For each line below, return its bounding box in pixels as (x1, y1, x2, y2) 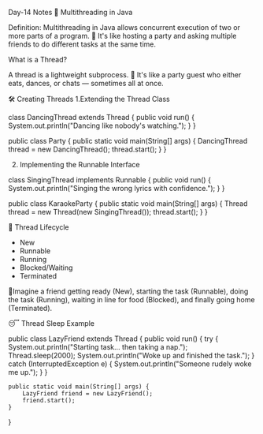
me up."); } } (8, 368, 48, 376)
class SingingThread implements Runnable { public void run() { (8, 175, 211, 185)
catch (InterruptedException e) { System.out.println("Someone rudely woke (8, 359, 252, 369)
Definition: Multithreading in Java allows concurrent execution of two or (8, 23, 240, 32)
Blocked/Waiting (19, 263, 73, 272)
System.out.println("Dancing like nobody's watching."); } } (8, 121, 197, 130)
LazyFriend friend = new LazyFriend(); (22, 390, 154, 398)
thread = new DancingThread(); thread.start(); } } (8, 144, 167, 154)
